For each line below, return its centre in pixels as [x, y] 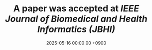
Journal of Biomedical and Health [76, 19]
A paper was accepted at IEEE [76, 9]
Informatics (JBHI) [76, 29]
